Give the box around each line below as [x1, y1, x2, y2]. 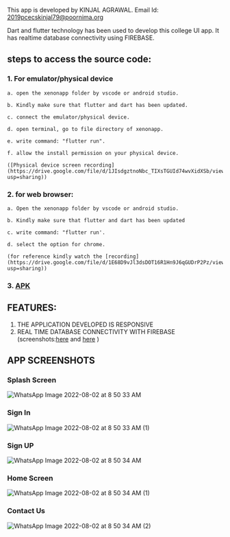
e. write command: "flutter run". [7, 137, 106, 145]
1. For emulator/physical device [7, 74, 114, 84]
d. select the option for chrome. [7, 241, 106, 248]
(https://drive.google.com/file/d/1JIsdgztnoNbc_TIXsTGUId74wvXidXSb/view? [7, 167, 228, 174]
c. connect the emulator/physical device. [7, 113, 130, 121]
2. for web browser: [7, 189, 74, 199]
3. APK [7, 281, 31, 290]
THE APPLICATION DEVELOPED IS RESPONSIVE [16, 320, 154, 329]
